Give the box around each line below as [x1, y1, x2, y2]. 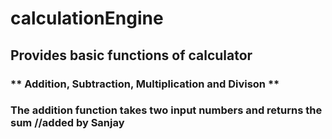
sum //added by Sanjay [10, 116, 125, 130]
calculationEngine [10, 7, 164, 30]
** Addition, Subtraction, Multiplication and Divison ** [10, 77, 280, 91]
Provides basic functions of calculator [10, 47, 253, 64]
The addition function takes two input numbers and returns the [10, 103, 323, 117]
